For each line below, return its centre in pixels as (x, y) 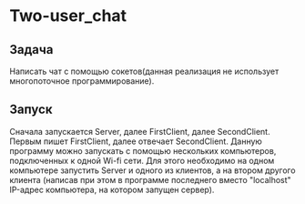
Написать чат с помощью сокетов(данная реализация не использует (144, 71)
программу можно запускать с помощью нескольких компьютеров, (143, 150)
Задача (31, 50)
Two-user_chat (68, 16)
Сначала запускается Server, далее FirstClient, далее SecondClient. (140, 131)
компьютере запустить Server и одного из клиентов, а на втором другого (152, 170)
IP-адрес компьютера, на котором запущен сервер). (112, 189)
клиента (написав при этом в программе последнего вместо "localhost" (150, 179)
